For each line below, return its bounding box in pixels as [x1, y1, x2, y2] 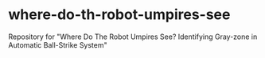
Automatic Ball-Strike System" [8, 40, 107, 49]
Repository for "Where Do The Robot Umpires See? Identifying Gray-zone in [8, 32, 258, 41]
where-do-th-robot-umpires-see [8, 6, 231, 24]
